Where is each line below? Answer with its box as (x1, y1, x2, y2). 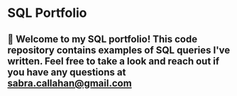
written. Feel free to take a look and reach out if (7, 55, 220, 67)
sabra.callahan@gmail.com (7, 77, 133, 89)
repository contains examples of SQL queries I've (7, 44, 231, 56)
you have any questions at (7, 66, 126, 78)
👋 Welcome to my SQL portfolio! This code (7, 33, 197, 45)
